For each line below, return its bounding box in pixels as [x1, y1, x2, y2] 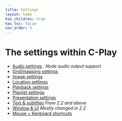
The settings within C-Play [5, 47, 117, 58]
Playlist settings [12, 89, 45, 95]
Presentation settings [12, 95, 56, 101]
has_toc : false [5, 21, 37, 26]
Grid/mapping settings [12, 69, 59, 75]
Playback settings [12, 84, 49, 90]
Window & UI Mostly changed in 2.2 [12, 105, 86, 111]
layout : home [5, 12, 32, 17]
